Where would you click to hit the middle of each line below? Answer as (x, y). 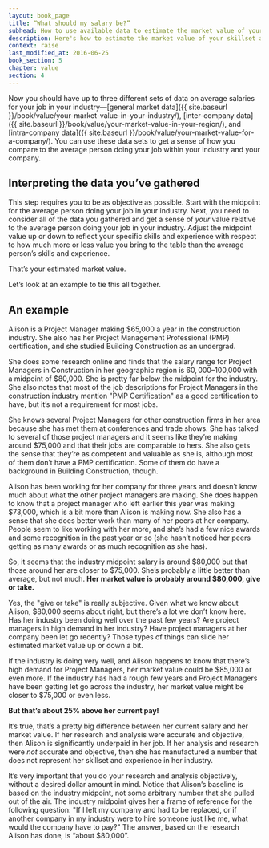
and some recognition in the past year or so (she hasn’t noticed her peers (129, 538)
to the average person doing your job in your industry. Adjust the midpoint (130, 228)
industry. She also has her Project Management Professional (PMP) (119, 338)
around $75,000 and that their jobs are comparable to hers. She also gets (129, 445)
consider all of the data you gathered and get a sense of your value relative (132, 219)
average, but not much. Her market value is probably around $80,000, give (134, 579)
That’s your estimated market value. (67, 269)
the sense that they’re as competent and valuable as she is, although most (131, 454)
